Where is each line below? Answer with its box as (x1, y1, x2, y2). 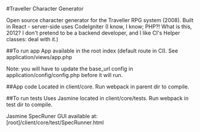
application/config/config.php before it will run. (6, 72, 123, 78)
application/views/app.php (6, 54, 72, 60)
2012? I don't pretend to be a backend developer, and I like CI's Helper (6, 29, 180, 36)
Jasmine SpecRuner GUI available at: (6, 113, 98, 119)
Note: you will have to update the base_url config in (6, 65, 133, 72)
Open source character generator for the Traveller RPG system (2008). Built (6, 17, 194, 23)
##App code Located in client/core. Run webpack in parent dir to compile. (6, 83, 189, 90)
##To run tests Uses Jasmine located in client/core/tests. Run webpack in (6, 95, 189, 102)
